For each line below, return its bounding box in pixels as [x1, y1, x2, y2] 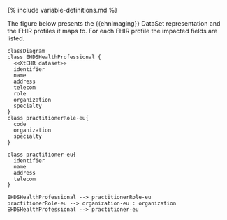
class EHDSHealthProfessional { [7, 54, 101, 61]
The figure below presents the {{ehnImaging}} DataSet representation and [7, 19, 221, 27]
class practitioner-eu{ [7, 151, 77, 158]
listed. [7, 34, 25, 42]
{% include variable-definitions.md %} [7, 6, 118, 14]
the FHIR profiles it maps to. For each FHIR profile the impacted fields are [7, 27, 218, 35]
